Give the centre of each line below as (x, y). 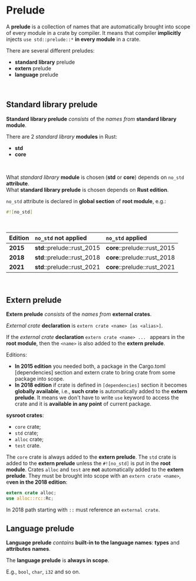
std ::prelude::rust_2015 (68, 247)
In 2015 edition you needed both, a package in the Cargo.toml (90, 366)
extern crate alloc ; (31, 493)
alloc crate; (29, 439)
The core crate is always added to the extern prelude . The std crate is (91, 457)
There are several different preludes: (51, 50)
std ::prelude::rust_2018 (68, 257)
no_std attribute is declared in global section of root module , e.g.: (86, 201)
